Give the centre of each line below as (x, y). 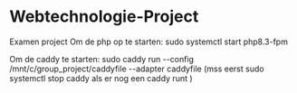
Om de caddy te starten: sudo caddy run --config (102, 59)
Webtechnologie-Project (104, 17)
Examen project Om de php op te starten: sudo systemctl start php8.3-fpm (148, 42)
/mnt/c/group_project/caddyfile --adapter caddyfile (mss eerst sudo (137, 69)
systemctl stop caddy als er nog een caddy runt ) (101, 78)
